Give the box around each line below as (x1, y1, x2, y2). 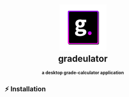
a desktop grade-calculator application (41, 70, 125, 76)
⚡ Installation (4, 85, 46, 93)
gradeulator (58, 53, 108, 65)
